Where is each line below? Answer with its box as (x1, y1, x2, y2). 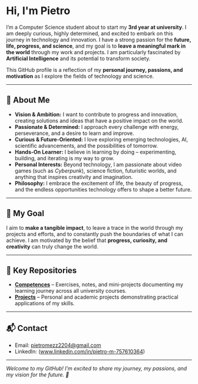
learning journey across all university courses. (14, 287, 127, 294)
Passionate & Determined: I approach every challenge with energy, (14, 123, 179, 130)
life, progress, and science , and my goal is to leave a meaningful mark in (6, 42, 186, 49)
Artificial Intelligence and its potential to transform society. (6, 55, 151, 62)
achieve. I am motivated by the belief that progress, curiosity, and (6, 237, 168, 244)
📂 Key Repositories (6, 265, 77, 275)
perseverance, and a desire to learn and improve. (14, 130, 134, 137)
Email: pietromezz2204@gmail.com (14, 342, 101, 349)
